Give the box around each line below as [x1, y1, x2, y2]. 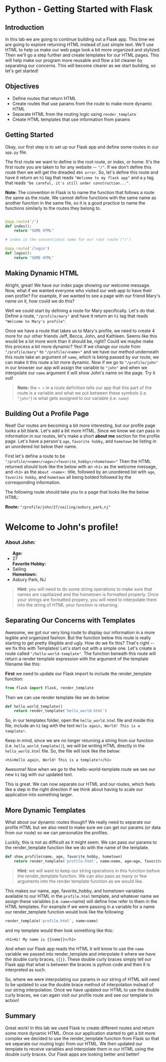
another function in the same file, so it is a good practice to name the [5, 200, 146, 206]
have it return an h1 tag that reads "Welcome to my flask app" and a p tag [5, 174, 154, 180]
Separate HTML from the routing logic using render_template [12, 111, 137, 117]
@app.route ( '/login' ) [5, 246, 50, 251]
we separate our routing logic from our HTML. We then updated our [5, 1041, 143, 1047]
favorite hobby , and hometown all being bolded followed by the [5, 474, 132, 480]
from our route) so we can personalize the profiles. [5, 830, 109, 836]
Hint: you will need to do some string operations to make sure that [17, 586, 152, 592]
